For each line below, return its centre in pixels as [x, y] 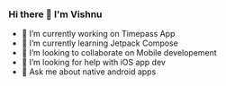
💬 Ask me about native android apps [89, 72]
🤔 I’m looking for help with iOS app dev [93, 63]
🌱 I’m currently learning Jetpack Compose [100, 43]
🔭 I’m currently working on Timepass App [98, 34]
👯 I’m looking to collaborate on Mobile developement [119, 53]
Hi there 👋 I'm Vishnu [55, 14]
